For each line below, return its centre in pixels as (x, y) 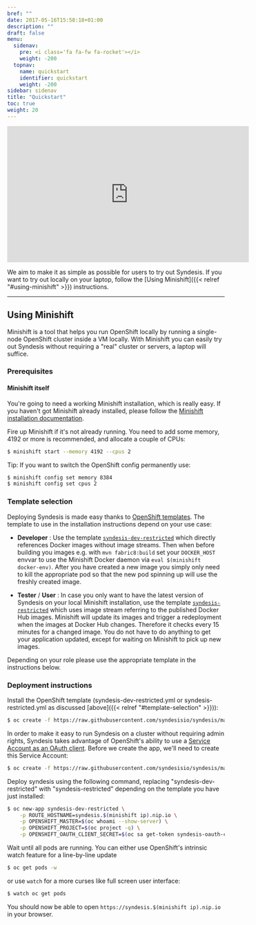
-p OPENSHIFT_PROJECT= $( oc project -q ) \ (80, 828)
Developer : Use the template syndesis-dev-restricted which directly (116, 538)
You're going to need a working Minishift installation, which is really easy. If (114, 403)
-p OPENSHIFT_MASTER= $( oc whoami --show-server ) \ (94, 822)
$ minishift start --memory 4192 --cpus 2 (69, 451)
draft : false (26, 33)
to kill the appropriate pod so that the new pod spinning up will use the (117, 574)
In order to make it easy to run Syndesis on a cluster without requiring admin (116, 733)
